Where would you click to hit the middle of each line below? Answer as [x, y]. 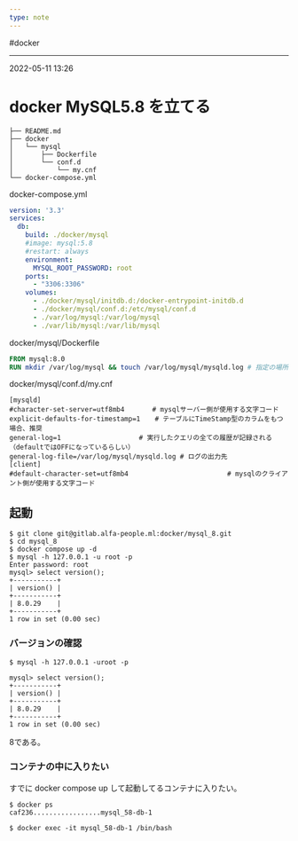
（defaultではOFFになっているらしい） [72, 448]
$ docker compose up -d [53, 550]
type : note [29, 17]
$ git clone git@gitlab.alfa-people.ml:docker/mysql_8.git [121, 534]
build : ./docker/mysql [67, 235]
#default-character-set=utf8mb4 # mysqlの [136, 474]
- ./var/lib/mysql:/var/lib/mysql [97, 326]
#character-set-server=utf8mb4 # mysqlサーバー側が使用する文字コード [144, 410]
